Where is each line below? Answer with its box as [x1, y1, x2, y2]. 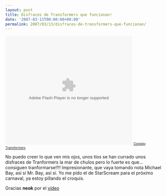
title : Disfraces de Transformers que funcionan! [5, 12, 113, 17]
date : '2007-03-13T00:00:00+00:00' [5, 17, 81, 22]
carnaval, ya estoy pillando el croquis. [5, 175, 85, 181]
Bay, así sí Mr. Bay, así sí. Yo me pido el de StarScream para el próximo [5, 170, 153, 176]
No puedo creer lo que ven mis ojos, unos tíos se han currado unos [5, 154, 146, 160]
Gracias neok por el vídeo [5, 185, 59, 191]
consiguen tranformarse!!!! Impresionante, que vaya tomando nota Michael [5, 165, 161, 171]
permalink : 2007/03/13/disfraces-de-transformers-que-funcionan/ [5, 21, 146, 27]
